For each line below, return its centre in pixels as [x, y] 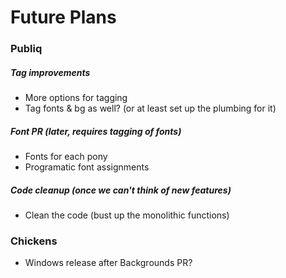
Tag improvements [50, 72]
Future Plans [63, 17]
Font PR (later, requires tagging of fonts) [96, 131]
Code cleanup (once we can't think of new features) [121, 190]
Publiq [26, 49]
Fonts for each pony [66, 157]
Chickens [34, 241]
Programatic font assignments [87, 167]
